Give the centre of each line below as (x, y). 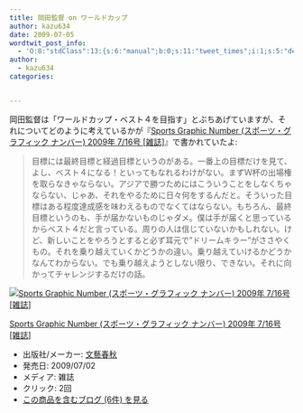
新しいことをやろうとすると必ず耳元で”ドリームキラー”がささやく (169, 239)
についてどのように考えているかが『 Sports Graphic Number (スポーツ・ (150, 130)
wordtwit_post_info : (48, 43)
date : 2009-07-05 (42, 34)
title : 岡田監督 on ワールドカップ (69, 18)
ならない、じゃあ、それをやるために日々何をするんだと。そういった (158, 194)
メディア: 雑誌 (48, 377)
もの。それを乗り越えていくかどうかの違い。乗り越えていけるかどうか (161, 251)
